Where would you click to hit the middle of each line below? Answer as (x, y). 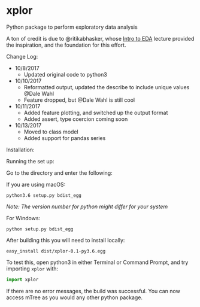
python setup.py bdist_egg (40, 229)
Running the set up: (30, 161)
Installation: (20, 150)
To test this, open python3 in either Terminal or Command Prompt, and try (97, 262)
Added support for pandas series (65, 138)
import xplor (22, 279)
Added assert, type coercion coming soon (76, 119)
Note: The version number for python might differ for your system (87, 206)
